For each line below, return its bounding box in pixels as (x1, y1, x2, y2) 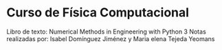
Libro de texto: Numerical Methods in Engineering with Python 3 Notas (6, 27, 207, 36)
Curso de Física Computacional (6, 5, 190, 21)
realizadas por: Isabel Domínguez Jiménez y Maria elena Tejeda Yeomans (6, 34, 215, 42)
